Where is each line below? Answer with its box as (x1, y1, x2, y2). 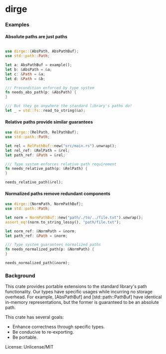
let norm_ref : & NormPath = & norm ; (5, 228, 77, 234)
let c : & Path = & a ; (5, 71, 46, 76)
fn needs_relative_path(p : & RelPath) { (5, 166, 88, 171)
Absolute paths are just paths (5, 33, 68, 39)
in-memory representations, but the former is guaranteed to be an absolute (5, 299, 159, 305)
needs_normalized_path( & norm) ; (5, 261, 70, 266)
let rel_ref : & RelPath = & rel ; (5, 148, 70, 153)
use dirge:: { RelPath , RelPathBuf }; (5, 130, 79, 135)
